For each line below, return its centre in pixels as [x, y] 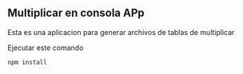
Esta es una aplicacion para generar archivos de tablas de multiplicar [121, 32]
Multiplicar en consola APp [76, 13]
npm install [27, 62]
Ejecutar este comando [46, 48]
